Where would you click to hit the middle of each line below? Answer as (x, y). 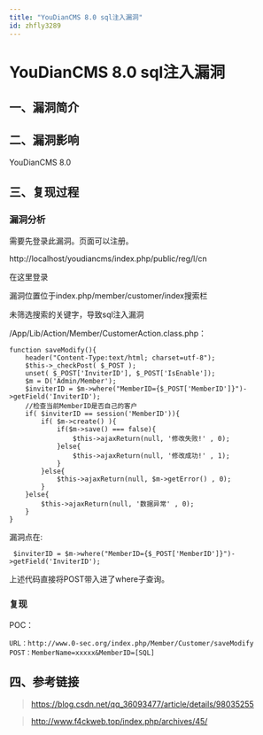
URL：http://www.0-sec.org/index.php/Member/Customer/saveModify (131, 643)
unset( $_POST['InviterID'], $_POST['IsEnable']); (120, 373)
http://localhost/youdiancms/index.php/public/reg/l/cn (108, 259)
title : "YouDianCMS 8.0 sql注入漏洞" (76, 17)
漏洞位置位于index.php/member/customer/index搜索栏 (108, 295)
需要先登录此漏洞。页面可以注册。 (71, 241)
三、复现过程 (44, 193)
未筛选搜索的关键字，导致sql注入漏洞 (77, 314)
